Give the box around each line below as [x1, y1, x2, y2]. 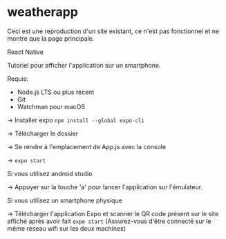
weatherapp [7, 4, 78, 20]
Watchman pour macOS [17, 102, 86, 111]
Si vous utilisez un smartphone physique [7, 196, 122, 204]
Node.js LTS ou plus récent [17, 88, 95, 96]
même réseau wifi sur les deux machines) [7, 224, 126, 232]
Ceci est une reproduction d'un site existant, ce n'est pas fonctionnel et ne [7, 27, 220, 35]
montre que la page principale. [7, 34, 95, 42]
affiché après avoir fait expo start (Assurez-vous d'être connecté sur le [7, 217, 212, 225]
